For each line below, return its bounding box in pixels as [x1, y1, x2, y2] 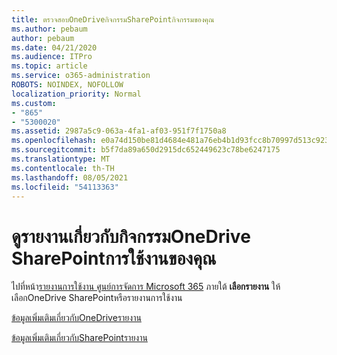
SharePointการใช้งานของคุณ [11, 247, 217, 270]
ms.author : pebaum [11, 24, 88, 34]
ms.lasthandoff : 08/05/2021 [11, 172, 129, 183]
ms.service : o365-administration [11, 71, 151, 81]
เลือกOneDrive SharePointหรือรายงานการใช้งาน [11, 292, 183, 304]
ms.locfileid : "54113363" [11, 182, 119, 192]
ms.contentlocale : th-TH [11, 163, 115, 173]
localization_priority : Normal [11, 89, 142, 99]
